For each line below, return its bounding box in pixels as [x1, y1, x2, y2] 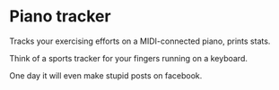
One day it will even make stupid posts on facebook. [9, 70, 203, 81]
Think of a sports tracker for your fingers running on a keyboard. [9, 53, 248, 63]
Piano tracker [9, 6, 111, 27]
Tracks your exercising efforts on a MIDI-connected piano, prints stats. [9, 36, 271, 46]
